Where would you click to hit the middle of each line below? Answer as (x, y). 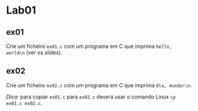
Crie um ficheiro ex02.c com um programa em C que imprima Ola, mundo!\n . (99, 85)
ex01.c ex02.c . (24, 103)
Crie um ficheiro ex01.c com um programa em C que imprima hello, (89, 46)
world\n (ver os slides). (34, 53)
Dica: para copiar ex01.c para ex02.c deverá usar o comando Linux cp (91, 97)
